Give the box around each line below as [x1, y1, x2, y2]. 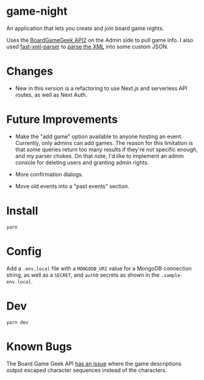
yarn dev [6, 319, 29, 326]
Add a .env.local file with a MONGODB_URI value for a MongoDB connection [6, 264, 192, 272]
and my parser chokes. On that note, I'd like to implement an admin [15, 152, 184, 160]
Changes [6, 64, 53, 78]
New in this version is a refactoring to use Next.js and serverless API [15, 84, 188, 92]
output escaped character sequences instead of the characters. [6, 366, 167, 374]
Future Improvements [6, 113, 118, 127]
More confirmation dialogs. [15, 170, 84, 178]
